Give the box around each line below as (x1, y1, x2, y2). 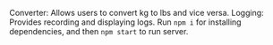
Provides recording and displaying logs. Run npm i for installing (9, 17, 242, 27)
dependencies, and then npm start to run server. (9, 26, 189, 36)
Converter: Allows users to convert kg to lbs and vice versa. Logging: (9, 8, 264, 18)
